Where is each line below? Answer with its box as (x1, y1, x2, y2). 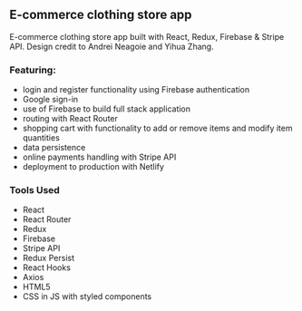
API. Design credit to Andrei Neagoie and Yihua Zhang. (9, 41, 215, 52)
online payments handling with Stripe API (22, 151, 177, 162)
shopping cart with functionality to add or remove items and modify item (22, 122, 293, 134)
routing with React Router (22, 113, 118, 124)
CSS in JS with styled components (22, 291, 152, 302)
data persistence (22, 142, 86, 153)
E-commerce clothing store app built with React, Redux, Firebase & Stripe (9, 31, 285, 42)
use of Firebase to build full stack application (22, 103, 191, 114)
